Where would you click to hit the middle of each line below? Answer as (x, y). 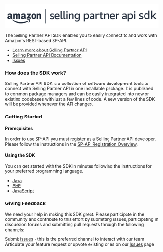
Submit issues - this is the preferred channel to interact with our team (75, 239)
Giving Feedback (26, 203)
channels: (15, 230)
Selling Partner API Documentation (47, 55)
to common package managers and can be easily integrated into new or (77, 94)
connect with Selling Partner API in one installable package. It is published (79, 89)
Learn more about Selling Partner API (49, 50)
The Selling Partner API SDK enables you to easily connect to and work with (81, 35)
